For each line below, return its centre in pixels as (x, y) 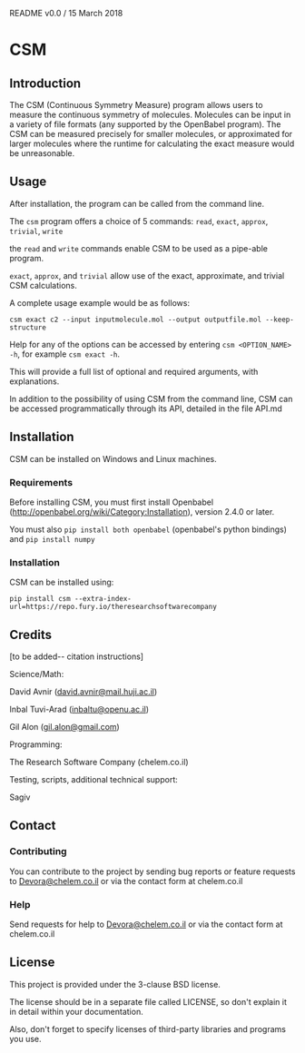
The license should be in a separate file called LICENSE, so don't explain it (148, 1001)
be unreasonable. (42, 153)
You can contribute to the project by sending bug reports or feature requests (152, 871)
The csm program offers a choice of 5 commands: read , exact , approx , (139, 221)
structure (28, 327)
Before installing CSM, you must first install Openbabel (112, 502)
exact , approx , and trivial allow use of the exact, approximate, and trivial (147, 275)
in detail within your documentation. (76, 1011)
